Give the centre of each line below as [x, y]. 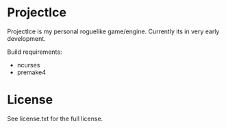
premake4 [32, 72]
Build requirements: [35, 52]
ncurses [28, 65]
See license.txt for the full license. [55, 118]
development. [26, 38]
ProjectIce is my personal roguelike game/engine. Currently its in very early [113, 31]
